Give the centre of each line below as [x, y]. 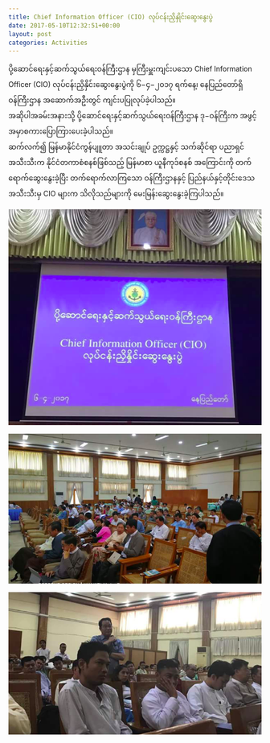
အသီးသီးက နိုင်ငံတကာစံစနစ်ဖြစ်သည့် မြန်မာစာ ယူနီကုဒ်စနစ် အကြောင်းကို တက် [130, 163]
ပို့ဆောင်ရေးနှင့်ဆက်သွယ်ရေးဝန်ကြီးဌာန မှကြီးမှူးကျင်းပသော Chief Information [131, 69]
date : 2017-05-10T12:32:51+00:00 [64, 25]
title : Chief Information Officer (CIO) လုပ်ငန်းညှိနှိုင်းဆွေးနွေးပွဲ [110, 17]
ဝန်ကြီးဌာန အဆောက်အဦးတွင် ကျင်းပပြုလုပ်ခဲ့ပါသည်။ [92, 100]
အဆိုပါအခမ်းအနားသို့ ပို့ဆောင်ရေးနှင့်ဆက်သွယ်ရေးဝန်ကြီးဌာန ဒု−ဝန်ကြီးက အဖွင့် [133, 116]
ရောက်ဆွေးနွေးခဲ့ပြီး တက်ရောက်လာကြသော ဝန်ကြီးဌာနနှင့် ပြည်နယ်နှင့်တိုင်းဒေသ [132, 178]
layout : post [30, 34]
